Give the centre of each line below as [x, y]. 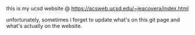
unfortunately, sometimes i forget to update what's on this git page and [93, 20]
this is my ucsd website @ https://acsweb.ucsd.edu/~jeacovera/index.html [97, 8]
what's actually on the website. [44, 26]
